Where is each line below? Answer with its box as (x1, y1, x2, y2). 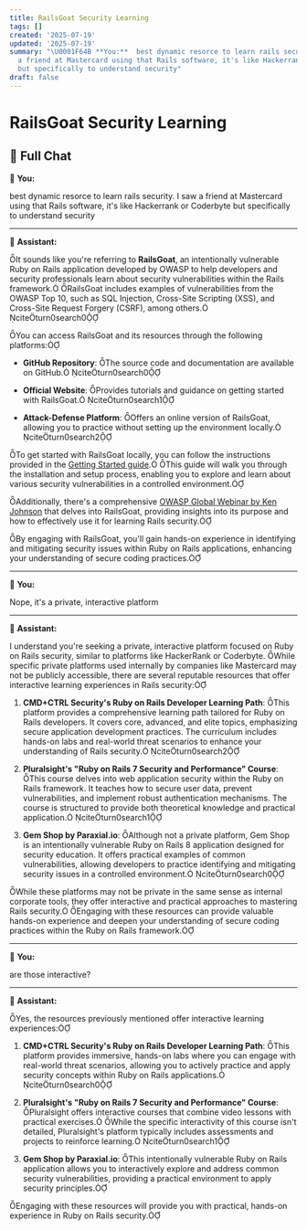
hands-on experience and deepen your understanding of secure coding (9, 915, 281, 926)
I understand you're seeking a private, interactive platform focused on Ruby (9, 641, 294, 652)
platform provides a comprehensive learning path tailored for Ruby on (22, 706, 285, 717)
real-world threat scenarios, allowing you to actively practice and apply (22, 1059, 291, 1070)
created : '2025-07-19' (9, 30, 96, 39)
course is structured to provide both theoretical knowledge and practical (22, 801, 296, 813)
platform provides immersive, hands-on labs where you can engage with (22, 1050, 296, 1061)
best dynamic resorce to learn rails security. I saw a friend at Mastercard (9, 190, 283, 201)
